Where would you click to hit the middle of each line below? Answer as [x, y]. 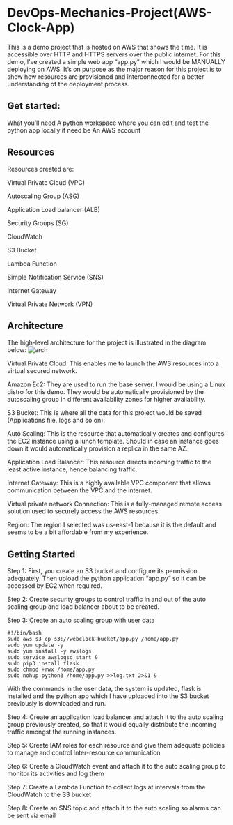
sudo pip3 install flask [43, 664]
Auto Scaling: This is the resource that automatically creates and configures [116, 434]
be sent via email [32, 816]
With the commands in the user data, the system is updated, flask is [104, 689]
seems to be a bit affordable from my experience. [78, 532]
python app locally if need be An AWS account [74, 130]
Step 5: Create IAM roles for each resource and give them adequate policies [116, 745]
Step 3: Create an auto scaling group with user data [81, 620]
